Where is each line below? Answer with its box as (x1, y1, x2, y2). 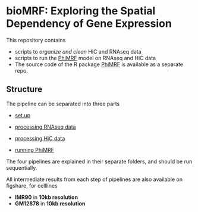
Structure (6, 85, 43, 95)
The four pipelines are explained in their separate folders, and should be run (6, 158, 193, 165)
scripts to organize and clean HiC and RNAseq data (14, 48, 142, 55)
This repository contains (6, 36, 66, 43)
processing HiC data (14, 135, 65, 142)
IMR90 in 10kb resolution (14, 194, 78, 201)
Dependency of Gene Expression (6, 17, 172, 30)
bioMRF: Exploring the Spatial (6, 4, 156, 18)
